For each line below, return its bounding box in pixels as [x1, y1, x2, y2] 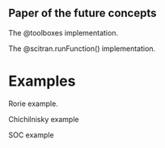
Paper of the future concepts [8, 6, 157, 20]
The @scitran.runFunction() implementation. [8, 44, 156, 53]
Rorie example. [8, 99, 58, 108]
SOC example [8, 129, 54, 140]
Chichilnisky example [8, 114, 79, 124]
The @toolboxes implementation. [8, 27, 119, 37]
